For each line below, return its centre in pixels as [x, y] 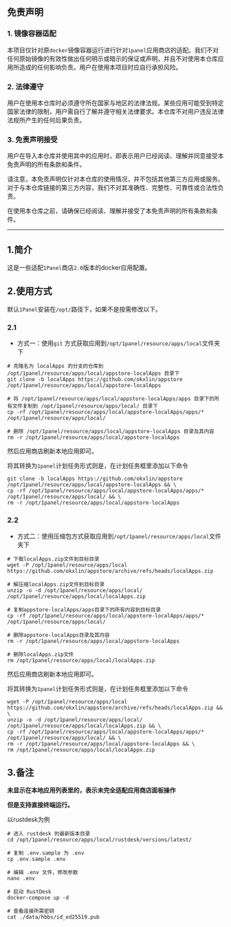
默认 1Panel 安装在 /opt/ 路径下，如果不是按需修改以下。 [84, 309]
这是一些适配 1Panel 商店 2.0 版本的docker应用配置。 [79, 268]
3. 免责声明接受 [33, 140]
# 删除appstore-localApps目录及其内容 [58, 635]
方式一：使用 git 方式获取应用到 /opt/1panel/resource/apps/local [110, 343]
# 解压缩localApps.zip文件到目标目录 [56, 584]
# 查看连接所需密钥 [31, 911]
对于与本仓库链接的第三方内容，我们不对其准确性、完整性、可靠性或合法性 [112, 188]
